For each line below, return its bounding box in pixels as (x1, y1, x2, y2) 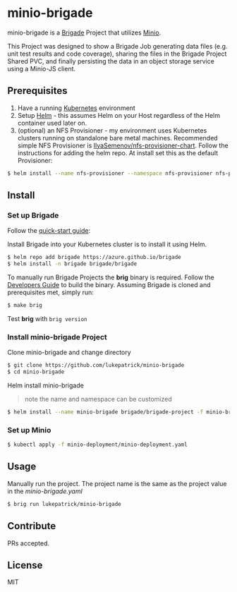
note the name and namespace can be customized (24, 394, 173, 403)
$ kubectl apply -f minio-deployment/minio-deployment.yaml (7, 441, 188, 449)
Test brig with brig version (7, 314, 87, 322)
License (7, 559, 43, 571)
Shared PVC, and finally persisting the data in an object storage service (7, 56, 215, 65)
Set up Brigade (7, 210, 59, 220)
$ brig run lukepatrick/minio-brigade (7, 500, 121, 507)
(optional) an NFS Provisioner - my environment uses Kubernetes (17, 126, 207, 135)
